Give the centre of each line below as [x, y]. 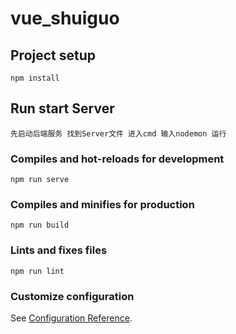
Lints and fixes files [59, 250]
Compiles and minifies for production [102, 205]
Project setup [53, 55]
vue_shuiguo [65, 18]
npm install [35, 78]
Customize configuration [72, 296]
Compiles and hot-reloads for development [117, 159]
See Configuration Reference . [71, 318]
